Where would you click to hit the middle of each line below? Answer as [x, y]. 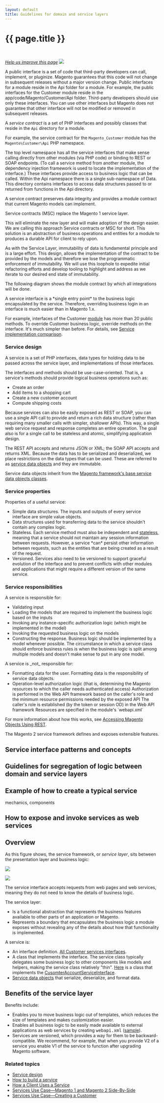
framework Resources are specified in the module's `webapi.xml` [78, 710]
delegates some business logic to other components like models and [81, 962]
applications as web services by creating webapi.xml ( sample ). [77, 1030]
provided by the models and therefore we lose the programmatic [70, 259]
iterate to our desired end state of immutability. [52, 274]
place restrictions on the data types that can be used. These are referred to [81, 458]
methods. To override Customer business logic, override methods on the [78, 324]
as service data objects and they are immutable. [53, 464]
